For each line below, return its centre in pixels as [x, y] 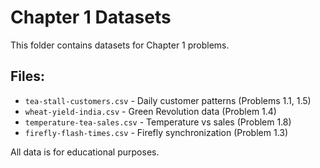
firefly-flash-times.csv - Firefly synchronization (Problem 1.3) [156, 132]
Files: [27, 76]
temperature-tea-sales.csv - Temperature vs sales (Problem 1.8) [158, 122]
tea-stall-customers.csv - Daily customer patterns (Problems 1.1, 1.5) [168, 100]
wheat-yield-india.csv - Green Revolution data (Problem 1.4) [150, 111]
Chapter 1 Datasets [91, 17]
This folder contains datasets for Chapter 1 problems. [120, 45]
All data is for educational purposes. [85, 152]
